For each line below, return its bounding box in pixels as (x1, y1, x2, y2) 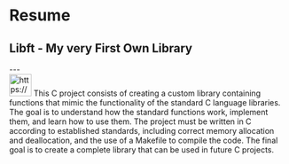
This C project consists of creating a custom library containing (33, 88, 262, 98)
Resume (9, 5, 71, 26)
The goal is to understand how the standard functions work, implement (9, 107, 269, 117)
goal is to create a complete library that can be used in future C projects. (9, 144, 275, 155)
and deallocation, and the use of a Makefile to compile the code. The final (9, 135, 278, 145)
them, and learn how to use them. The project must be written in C (9, 116, 252, 127)
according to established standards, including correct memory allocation (9, 126, 275, 136)
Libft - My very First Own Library (9, 41, 193, 56)
